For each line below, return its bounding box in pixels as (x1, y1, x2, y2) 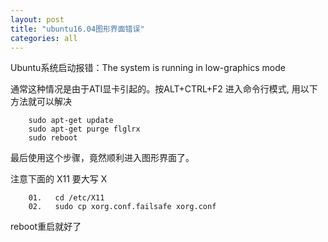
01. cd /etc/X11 (28, 193, 105, 203)
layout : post (10, 14, 65, 25)
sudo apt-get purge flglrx (28, 124, 141, 135)
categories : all (10, 33, 78, 43)
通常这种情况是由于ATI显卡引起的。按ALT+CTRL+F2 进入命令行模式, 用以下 (10, 83, 318, 95)
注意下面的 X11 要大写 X (10, 173, 108, 185)
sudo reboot (28, 133, 78, 143)
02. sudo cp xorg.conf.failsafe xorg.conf (28, 202, 217, 212)
